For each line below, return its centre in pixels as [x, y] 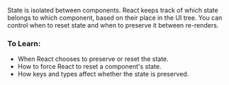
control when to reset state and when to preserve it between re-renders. [113, 25]
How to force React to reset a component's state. [89, 67]
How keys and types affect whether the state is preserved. [103, 74]
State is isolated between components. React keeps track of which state [113, 10]
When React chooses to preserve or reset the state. [93, 59]
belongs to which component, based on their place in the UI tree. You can [115, 18]
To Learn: [24, 43]
